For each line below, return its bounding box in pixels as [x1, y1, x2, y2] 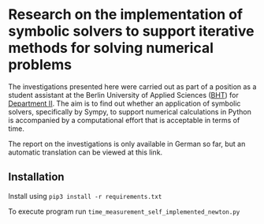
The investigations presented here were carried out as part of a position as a [8, 81, 257, 91]
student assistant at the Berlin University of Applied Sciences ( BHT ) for [8, 90, 239, 99]
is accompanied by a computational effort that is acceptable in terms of [8, 115, 240, 125]
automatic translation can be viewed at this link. [8, 147, 163, 157]
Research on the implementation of [8, 6, 243, 24]
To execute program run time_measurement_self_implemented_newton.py [8, 207, 240, 216]
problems [8, 56, 73, 74]
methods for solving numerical [8, 39, 214, 57]
